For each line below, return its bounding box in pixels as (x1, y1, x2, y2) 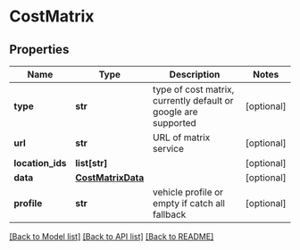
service (153, 143, 185, 154)
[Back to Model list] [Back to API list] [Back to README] (9, 231, 214, 242)
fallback (153, 208, 187, 221)
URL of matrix (153, 131, 211, 144)
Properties (9, 42, 70, 57)
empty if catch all (153, 197, 226, 209)
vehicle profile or (153, 186, 224, 198)
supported (153, 117, 196, 129)
